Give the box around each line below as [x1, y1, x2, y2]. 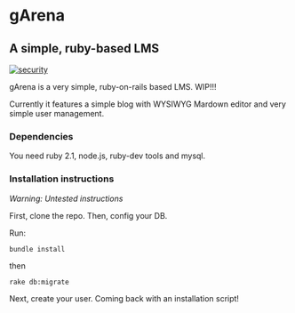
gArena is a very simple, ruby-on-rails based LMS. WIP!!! [9, 82, 217, 92]
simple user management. [9, 108, 105, 118]
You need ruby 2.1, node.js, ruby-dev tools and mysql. [9, 150, 206, 161]
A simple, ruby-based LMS [9, 41, 160, 56]
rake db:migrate [9, 277, 69, 286]
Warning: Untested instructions [9, 193, 124, 204]
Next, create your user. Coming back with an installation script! [9, 293, 240, 303]
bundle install [9, 245, 66, 253]
